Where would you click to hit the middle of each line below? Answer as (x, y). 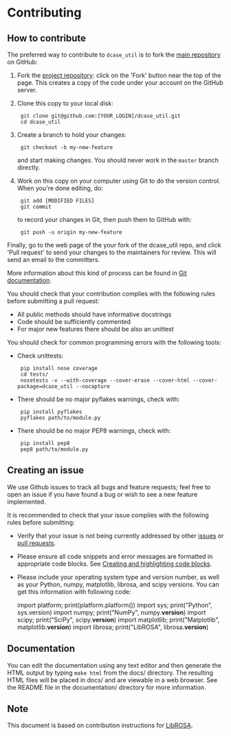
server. (27, 90)
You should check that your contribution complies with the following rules (111, 294)
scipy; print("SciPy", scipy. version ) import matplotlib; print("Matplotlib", (118, 620)
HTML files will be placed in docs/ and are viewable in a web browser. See (112, 679)
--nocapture (92, 387)
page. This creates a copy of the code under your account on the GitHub (120, 83)
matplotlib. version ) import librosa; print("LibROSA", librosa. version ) (113, 627)
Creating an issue (46, 470)
